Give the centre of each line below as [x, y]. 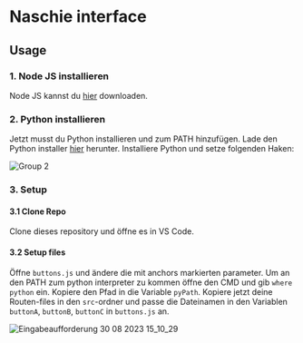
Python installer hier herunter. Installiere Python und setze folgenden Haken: [152, 149]
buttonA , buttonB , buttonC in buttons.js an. [89, 311]
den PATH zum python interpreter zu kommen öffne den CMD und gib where [151, 282]
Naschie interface [78, 17]
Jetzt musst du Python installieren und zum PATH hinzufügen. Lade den [144, 139]
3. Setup [28, 190]
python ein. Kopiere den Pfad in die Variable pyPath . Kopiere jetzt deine [141, 291]
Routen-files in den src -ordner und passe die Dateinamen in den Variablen [149, 301]
